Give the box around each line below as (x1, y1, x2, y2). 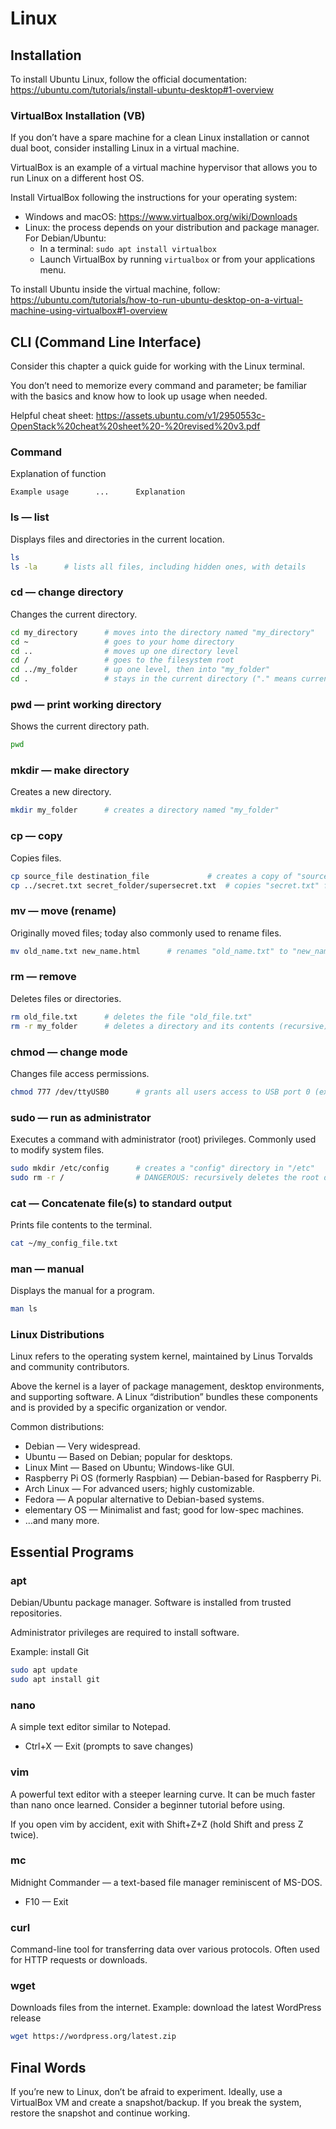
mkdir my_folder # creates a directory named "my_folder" (10, 805, 280, 816)
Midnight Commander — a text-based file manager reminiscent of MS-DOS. (10, 1876, 323, 1888)
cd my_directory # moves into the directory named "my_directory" (10, 627, 315, 637)
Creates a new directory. (10, 786, 112, 798)
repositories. (10, 1607, 63, 1619)
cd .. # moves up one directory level (10, 646, 240, 656)
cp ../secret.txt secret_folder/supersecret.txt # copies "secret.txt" (10, 880, 320, 891)
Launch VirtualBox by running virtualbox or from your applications (39, 253, 316, 266)
